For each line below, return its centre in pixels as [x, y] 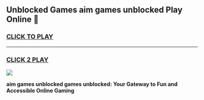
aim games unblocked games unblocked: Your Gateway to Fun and [92, 84]
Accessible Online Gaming [40, 90]
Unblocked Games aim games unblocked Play [94, 10]
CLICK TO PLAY [30, 37]
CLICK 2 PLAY [27, 59]
